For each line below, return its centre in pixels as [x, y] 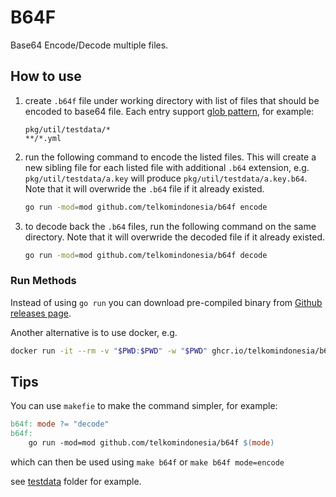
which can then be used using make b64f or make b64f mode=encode [147, 462]
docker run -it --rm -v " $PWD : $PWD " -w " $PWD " [109, 351]
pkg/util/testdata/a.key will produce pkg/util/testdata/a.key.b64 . [166, 178]
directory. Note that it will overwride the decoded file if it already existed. [175, 237]
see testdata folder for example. [76, 482]
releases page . [41, 313]
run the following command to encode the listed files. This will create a [170, 157]
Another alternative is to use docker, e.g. [94, 332]
